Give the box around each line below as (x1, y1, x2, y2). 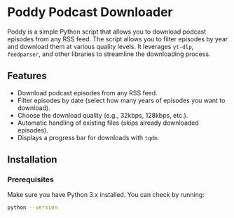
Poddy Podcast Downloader (7, 4, 173, 20)
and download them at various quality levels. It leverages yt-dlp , (7, 42, 194, 50)
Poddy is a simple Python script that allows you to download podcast (7, 27, 207, 36)
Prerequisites (7, 175, 54, 184)
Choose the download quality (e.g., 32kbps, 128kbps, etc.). (17, 111, 188, 119)
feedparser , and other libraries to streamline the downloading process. (7, 50, 211, 58)
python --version (7, 204, 58, 211)
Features (7, 70, 47, 82)
